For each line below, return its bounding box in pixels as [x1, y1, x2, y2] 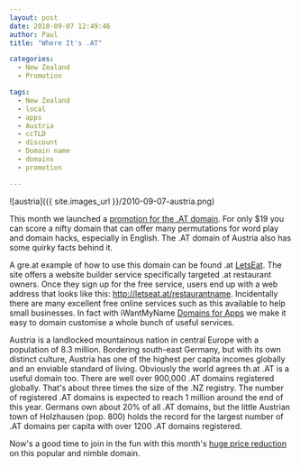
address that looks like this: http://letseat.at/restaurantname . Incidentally [9, 288, 278, 298]
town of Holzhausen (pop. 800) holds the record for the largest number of [9, 411, 284, 422]
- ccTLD [17, 130, 47, 139]
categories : [9, 55, 54, 64]
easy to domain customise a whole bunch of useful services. [9, 316, 235, 327]
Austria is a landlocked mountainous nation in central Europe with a [9, 334, 259, 345]
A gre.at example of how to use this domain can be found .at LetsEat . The [9, 259, 282, 270]
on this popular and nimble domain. [9, 447, 141, 458]
